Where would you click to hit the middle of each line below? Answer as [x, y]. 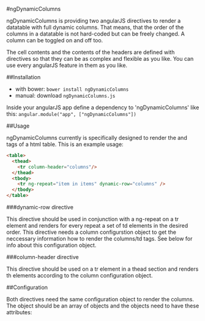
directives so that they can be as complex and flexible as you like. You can [100, 59]
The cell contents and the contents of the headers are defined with [91, 52]
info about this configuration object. [51, 245]
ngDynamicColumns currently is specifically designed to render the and [97, 138]
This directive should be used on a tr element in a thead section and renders [102, 269]
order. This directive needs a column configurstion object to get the [91, 232]
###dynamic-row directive [40, 207]
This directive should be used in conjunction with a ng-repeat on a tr [93, 219]
